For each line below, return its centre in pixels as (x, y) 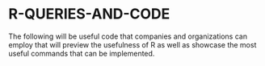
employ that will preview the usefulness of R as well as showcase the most (132, 44)
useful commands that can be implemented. (82, 53)
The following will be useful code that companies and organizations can (128, 36)
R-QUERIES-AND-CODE (89, 14)
